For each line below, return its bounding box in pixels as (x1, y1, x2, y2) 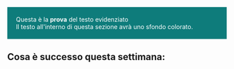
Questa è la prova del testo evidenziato (16, 15, 129, 23)
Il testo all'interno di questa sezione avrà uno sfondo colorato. (16, 23, 194, 30)
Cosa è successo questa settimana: (7, 51, 166, 63)
